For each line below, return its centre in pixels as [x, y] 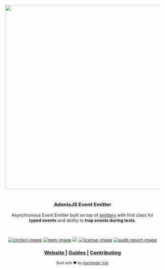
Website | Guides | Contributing [82, 253]
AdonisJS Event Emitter [82, 204]
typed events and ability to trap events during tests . [82, 220]
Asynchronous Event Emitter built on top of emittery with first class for [82, 215]
